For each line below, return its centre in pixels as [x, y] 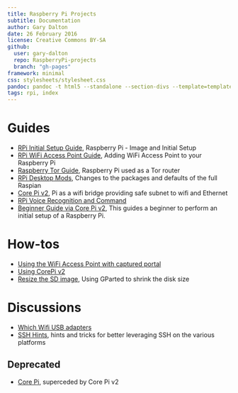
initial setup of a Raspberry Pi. [61, 216]
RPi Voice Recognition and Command [72, 201]
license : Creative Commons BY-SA [57, 40]
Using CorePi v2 [41, 271]
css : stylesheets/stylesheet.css [57, 80]
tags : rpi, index [33, 93]
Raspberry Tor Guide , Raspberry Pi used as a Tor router [99, 170]
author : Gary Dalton [38, 27]
